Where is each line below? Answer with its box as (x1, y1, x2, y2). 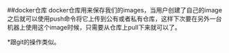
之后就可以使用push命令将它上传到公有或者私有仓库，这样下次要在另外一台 (7, 14, 222, 23)
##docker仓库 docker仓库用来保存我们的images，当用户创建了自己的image (7, 6, 223, 14)
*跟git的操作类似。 (7, 38, 60, 46)
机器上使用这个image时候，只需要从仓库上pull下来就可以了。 (7, 23, 181, 31)
